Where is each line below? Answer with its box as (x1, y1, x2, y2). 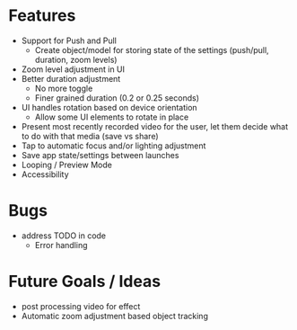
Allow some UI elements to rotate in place (34, 111, 189, 122)
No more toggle (34, 83, 93, 94)
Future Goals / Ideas (8, 272, 162, 292)
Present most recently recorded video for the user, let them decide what (21, 120, 289, 131)
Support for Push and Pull (21, 35, 118, 46)
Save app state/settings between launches (21, 149, 179, 160)
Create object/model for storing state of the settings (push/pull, (34, 44, 270, 55)
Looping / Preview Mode (21, 159, 113, 170)
